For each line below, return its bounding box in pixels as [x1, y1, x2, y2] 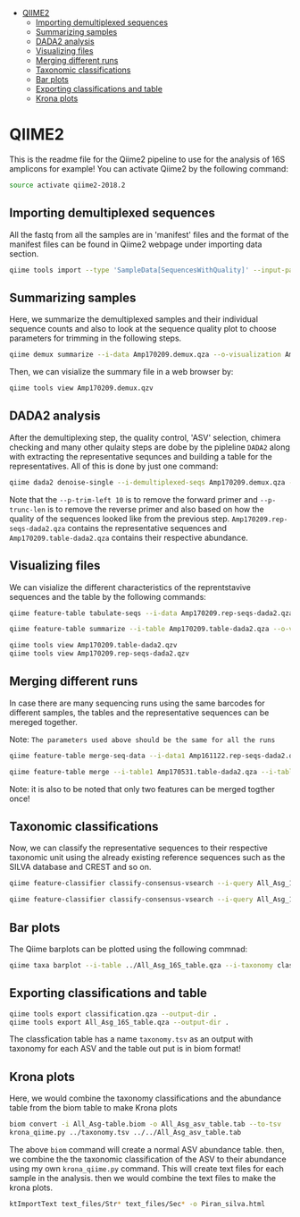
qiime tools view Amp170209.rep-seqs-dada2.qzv [9, 649, 190, 658]
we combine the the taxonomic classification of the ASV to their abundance [9, 1154, 287, 1164]
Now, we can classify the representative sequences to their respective [9, 842, 268, 853]
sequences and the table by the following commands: [9, 591, 207, 602]
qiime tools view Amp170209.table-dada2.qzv [9, 641, 178, 650]
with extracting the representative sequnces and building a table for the [9, 451, 272, 461]
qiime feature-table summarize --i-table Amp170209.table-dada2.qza [9, 625, 270, 634]
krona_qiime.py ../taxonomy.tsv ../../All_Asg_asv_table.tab [9, 1128, 242, 1137]
